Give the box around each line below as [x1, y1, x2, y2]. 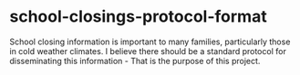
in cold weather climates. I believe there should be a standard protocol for [9, 45, 287, 56]
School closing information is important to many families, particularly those [9, 36, 291, 47]
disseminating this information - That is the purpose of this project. [9, 55, 261, 66]
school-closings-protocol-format [9, 6, 267, 27]
